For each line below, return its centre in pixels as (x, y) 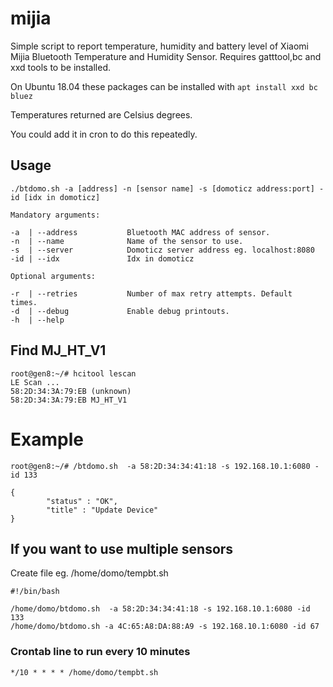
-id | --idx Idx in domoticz (102, 258)
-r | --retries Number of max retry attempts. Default (151, 293)
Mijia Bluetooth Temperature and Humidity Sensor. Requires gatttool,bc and (166, 56)
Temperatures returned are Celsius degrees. (101, 114)
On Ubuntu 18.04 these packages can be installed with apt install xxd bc (164, 86)
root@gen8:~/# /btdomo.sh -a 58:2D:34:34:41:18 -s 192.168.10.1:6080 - (165, 466)
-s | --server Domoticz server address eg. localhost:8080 (162, 250)
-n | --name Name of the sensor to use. (127, 241)
